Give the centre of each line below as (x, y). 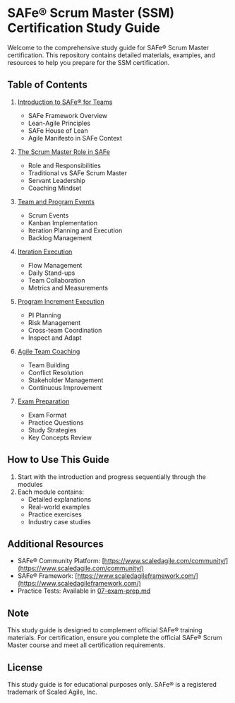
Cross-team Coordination (65, 330)
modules (30, 484)
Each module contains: (51, 492)
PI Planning (44, 315)
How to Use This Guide (58, 460)
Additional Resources (55, 544)
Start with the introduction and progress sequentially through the (112, 477)
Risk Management (54, 322)
